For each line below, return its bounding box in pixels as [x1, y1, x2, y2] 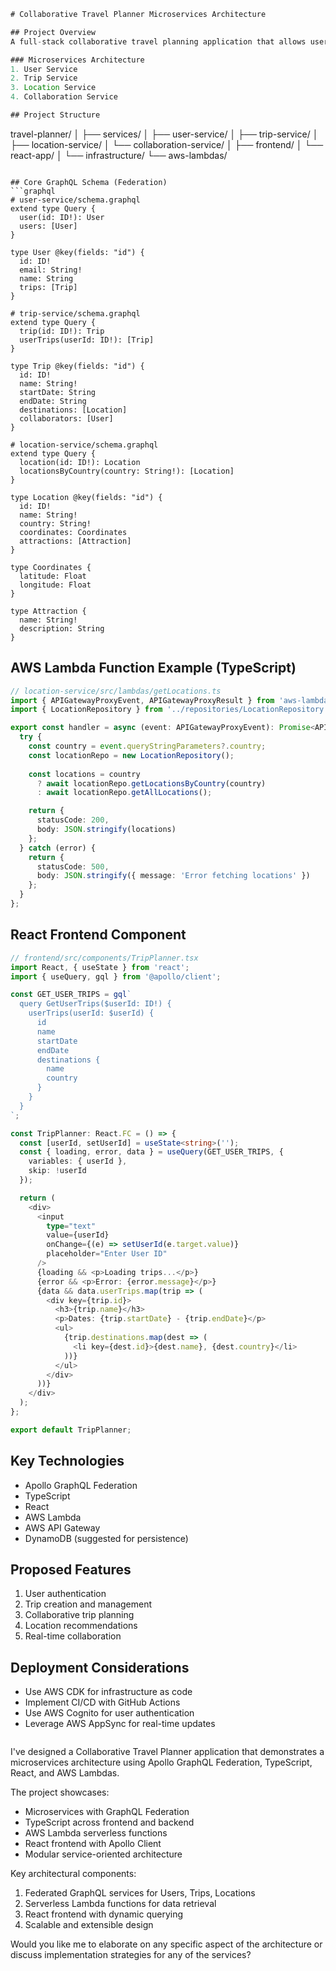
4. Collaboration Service [10, 92, 118, 102]
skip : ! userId [28, 1166, 87, 1176]
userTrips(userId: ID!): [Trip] [19, 335, 155, 345]
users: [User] [19, 221, 78, 231]
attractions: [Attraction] [19, 536, 132, 546]
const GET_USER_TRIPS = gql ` [10, 990, 132, 1000]
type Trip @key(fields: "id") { [10, 361, 145, 371]
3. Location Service [10, 83, 97, 93]
